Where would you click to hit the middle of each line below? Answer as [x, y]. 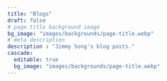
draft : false [27, 20]
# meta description [36, 40]
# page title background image [54, 27]
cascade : [20, 54]
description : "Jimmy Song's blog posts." [71, 46]
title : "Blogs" [30, 14]
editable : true [36, 60]
